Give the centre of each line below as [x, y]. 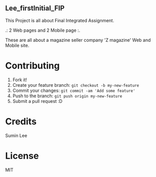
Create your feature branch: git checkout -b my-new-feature [76, 85]
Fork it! [20, 80]
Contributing [32, 66]
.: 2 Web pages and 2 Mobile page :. [43, 30]
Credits [21, 121]
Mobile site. [17, 45]
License [22, 156]
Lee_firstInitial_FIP [35, 8]
